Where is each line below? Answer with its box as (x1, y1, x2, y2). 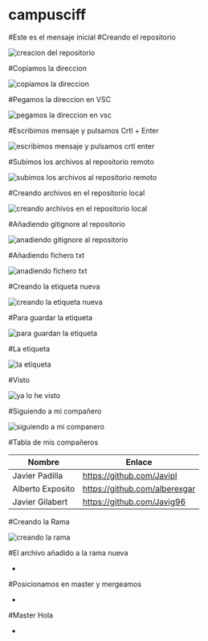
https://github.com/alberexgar (83, 483, 196, 494)
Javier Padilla (12, 470, 63, 481)
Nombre (27, 456, 60, 467)
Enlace (125, 456, 153, 467)
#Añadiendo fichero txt (8, 250, 85, 260)
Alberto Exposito (12, 483, 75, 494)
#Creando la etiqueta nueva (8, 281, 100, 291)
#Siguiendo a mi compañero (8, 406, 102, 416)
